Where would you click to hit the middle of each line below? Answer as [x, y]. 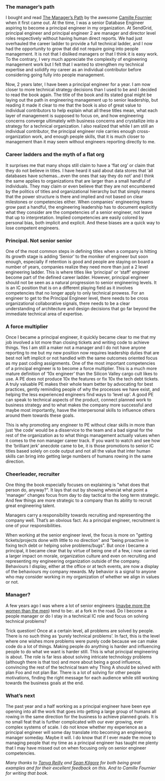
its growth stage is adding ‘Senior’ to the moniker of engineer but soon [77, 256]
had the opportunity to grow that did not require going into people [72, 49]
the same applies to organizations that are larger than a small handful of [78, 181]
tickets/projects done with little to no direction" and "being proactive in [77, 540]
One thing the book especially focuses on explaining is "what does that [77, 485]
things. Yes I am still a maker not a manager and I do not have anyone [76, 348]
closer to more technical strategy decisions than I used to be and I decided [81, 90]
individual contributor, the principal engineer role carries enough [71, 132]
